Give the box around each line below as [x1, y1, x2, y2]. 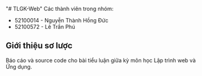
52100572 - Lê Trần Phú [14, 24, 75, 30]
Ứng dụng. [5, 63, 32, 70]
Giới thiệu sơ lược [5, 40, 73, 51]
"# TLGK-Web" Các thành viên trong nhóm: [5, 5, 114, 12]
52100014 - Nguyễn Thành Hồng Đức [14, 17, 109, 24]
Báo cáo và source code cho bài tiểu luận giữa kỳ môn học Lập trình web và [5, 57, 196, 64]
